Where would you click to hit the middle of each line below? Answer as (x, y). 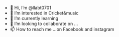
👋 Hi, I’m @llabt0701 (31, 8)
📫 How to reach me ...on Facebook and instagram (62, 29)
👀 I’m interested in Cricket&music (44, 13)
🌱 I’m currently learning (34, 18)
